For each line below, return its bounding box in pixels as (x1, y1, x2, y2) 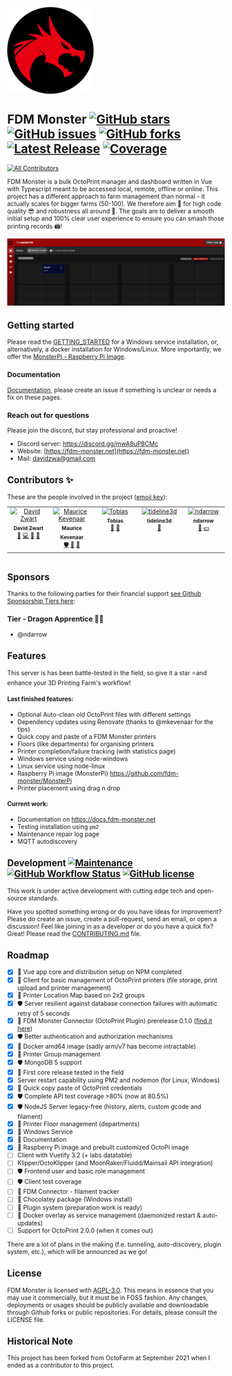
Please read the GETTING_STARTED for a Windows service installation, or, (7, 338, 219, 346)
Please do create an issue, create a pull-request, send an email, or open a (7, 914, 217, 923)
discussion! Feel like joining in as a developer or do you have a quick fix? (7, 922, 214, 930)
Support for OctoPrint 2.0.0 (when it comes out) (17, 1226, 153, 1235)
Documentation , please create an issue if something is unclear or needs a (7, 385, 217, 394)
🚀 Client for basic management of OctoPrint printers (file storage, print (17, 975, 217, 984)
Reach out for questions (7, 410, 90, 420)
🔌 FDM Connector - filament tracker (17, 1187, 119, 1196)
